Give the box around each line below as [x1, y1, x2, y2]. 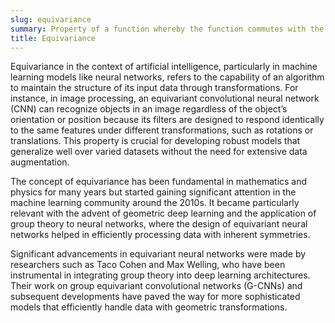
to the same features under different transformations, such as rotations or [10, 124, 314, 136]
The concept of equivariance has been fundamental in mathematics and [10, 176, 308, 188]
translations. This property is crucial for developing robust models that [10, 135, 301, 147]
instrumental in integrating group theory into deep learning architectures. [10, 269, 311, 281]
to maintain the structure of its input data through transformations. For [10, 82, 299, 94]
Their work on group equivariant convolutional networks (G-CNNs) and [10, 280, 303, 292]
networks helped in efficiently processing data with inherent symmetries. [10, 229, 311, 241]
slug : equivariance [10, 14, 92, 25]
